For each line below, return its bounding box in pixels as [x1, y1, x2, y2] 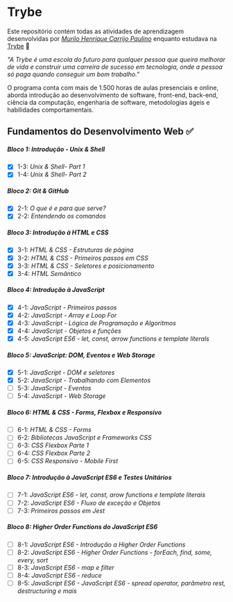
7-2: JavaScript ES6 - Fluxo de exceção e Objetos [17, 499, 161, 507]
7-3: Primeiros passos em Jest [17, 506, 105, 515]
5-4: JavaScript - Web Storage [17, 392, 106, 400]
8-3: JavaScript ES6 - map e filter [17, 563, 114, 571]
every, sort [17, 556, 49, 564]
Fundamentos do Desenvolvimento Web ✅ [7, 126, 194, 137]
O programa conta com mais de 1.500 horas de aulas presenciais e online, [7, 83, 219, 92]
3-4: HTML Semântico [17, 269, 82, 277]
